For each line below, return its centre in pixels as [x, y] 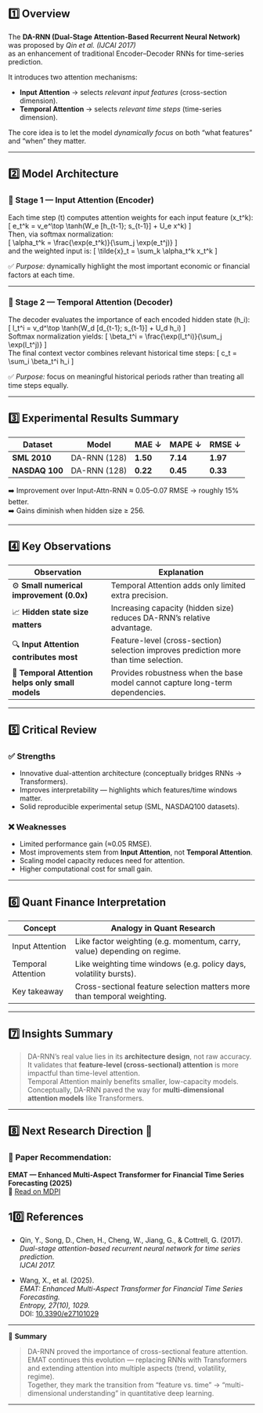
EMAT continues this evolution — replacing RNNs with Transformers [137, 1360]
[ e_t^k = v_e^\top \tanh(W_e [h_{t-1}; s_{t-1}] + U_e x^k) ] [100, 225]
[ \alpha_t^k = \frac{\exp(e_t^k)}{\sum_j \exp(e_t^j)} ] [93, 242]
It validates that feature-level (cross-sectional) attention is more [133, 1065]
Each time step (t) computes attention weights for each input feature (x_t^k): [131, 217]
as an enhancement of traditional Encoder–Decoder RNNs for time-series [126, 53]
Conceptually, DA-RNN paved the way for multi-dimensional [126, 1090]
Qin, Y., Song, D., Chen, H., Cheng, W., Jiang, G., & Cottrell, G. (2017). [131, 1239]
